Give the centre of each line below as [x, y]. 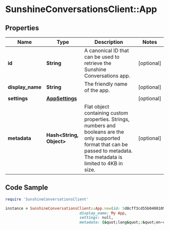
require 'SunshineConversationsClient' [47, 199]
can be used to [102, 57]
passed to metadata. [108, 151]
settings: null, [97, 218]
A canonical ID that [107, 50]
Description [109, 42]
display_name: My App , [103, 213]
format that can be [106, 145]
